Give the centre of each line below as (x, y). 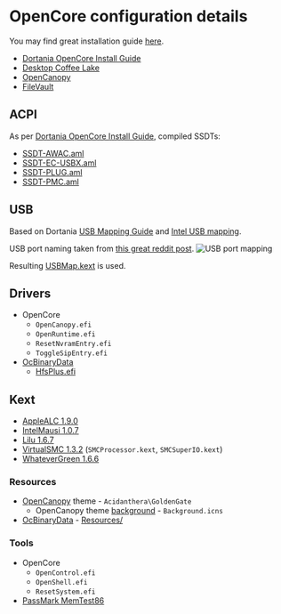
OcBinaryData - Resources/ (72, 520)
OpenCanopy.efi (63, 325)
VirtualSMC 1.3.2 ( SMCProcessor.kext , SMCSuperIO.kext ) (122, 449)
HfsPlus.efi (56, 372)
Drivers (30, 293)
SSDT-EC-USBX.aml (59, 163)
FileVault (38, 86)
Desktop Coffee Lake (61, 68)
